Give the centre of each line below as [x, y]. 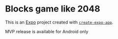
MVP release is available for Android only [47, 31]
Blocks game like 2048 [53, 9]
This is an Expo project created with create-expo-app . [59, 22]
